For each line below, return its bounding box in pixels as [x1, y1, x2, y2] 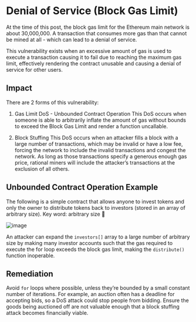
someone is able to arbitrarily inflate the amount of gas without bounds [14, 116, 187, 123]
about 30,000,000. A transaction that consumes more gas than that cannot [6, 29, 187, 36]
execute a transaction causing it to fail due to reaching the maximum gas [6, 53, 182, 61]
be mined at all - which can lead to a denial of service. [6, 36, 137, 43]
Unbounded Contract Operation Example [6, 182, 158, 192]
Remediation [6, 269, 54, 279]
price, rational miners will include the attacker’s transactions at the [14, 159, 175, 166]
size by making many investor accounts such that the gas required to [6, 239, 173, 246]
